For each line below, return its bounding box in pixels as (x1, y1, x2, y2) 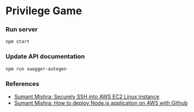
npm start (5, 39, 30, 45)
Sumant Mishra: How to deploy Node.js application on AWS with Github (14, 100, 188, 107)
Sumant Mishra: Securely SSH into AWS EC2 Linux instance (14, 93, 160, 100)
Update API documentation (5, 52, 85, 60)
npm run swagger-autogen (5, 66, 67, 72)
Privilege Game (5, 4, 82, 18)
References (5, 79, 40, 88)
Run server (5, 25, 38, 34)
